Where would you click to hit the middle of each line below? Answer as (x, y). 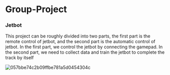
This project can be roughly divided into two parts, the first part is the (78, 36)
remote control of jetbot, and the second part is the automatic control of (80, 42)
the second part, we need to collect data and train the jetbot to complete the (85, 52)
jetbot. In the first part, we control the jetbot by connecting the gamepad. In (84, 47)
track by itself (20, 58)
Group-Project (36, 9)
